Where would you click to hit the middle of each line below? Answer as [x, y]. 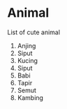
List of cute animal [34, 32]
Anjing [27, 45]
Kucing [28, 60]
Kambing [30, 97]
